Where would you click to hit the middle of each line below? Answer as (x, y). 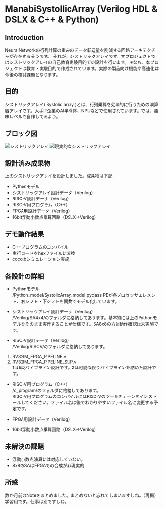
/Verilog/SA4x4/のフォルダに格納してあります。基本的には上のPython (82, 318)
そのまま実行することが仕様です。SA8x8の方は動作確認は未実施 (90, 324)
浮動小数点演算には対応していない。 (49, 459)
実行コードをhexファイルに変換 (44, 253)
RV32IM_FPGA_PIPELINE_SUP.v (44, 362)
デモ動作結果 (24, 234)
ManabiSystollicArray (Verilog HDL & (81, 9)
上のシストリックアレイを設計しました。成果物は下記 (59, 176)
